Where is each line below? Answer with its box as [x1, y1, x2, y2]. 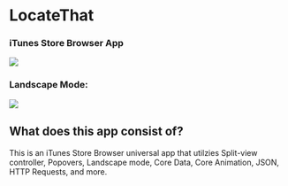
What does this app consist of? [9, 124, 184, 139]
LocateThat [9, 5, 95, 26]
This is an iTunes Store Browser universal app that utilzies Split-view [9, 147, 258, 158]
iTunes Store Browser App [9, 37, 124, 50]
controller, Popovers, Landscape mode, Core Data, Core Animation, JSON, [9, 157, 280, 167]
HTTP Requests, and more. [9, 166, 108, 177]
